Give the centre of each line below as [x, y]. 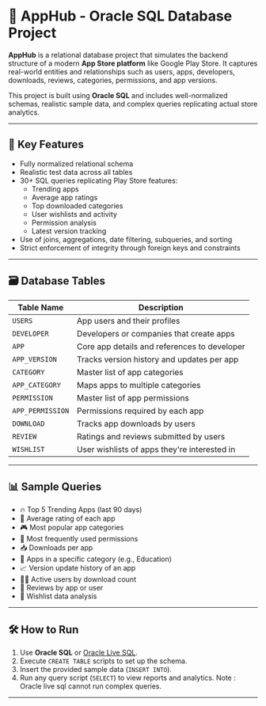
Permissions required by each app [140, 411]
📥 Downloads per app [56, 548]
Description [161, 307]
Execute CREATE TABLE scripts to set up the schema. [103, 661]
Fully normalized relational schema [76, 163]
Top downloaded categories [77, 206]
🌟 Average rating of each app [67, 518]
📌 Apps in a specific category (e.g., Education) [96, 559]
